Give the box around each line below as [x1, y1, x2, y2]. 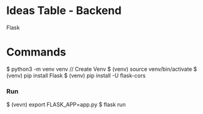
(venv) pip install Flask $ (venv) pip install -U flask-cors [6, 71, 146, 79]
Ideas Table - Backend [6, 4, 122, 18]
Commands [6, 45, 67, 59]
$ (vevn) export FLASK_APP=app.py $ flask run [6, 101, 126, 109]
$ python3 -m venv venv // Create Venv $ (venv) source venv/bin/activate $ [6, 65, 197, 73]
